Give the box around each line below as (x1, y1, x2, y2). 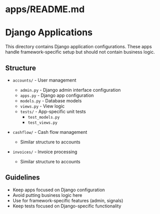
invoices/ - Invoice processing (12, 149, 77, 155)
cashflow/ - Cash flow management (12, 129, 88, 135)
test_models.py (27, 115, 60, 120)
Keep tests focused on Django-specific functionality (12, 203, 122, 209)
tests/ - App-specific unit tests (20, 108, 86, 115)
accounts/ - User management (12, 77, 77, 83)
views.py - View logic (20, 103, 65, 109)
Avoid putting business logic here (12, 192, 83, 198)
